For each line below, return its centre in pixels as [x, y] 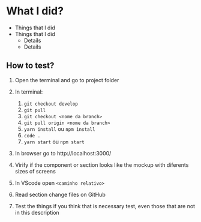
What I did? [35, 11]
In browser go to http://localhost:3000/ [63, 153]
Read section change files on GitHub [60, 194]
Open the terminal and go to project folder [67, 80]
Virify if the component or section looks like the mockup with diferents [102, 165]
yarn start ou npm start [54, 142]
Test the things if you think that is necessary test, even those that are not [105, 206]
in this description [37, 212]
